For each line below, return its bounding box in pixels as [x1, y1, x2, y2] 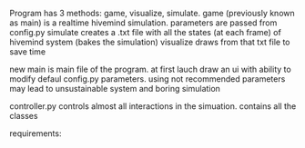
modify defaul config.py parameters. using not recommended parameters [9, 74, 286, 84]
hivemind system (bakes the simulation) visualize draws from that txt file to [9, 36, 290, 47]
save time [9, 46, 46, 57]
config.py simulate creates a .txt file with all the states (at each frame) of [9, 27, 282, 37]
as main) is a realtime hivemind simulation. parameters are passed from [9, 17, 278, 28]
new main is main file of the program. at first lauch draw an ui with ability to [9, 64, 291, 74]
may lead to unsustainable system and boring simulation [9, 84, 221, 94]
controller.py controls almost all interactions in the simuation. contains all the [9, 101, 297, 112]
